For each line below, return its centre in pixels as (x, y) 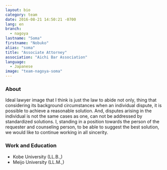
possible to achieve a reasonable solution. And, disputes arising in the (78, 111)
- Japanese (21, 66)
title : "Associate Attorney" (36, 52)
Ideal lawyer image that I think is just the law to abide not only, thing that (81, 100)
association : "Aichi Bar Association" (46, 57)
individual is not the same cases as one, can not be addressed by (74, 116)
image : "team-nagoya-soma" (34, 72)
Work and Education (31, 146)
